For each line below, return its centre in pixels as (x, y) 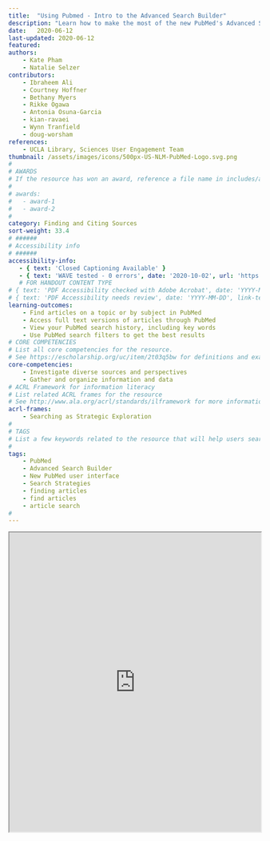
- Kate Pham (42, 61)
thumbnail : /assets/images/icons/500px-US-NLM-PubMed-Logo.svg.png (123, 157)
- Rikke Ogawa (46, 105)
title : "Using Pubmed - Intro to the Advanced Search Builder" (117, 16)
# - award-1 (32, 201)
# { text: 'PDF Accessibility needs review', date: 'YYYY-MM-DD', (121, 298)
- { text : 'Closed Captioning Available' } (92, 268)
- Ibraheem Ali (48, 82)
